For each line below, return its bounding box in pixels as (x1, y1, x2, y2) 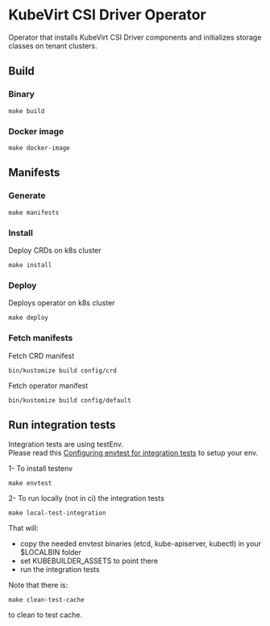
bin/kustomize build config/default (8, 396, 131, 405)
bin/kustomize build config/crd (8, 366, 117, 375)
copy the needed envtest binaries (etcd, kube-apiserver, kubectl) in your (19, 539, 262, 548)
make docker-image (8, 144, 70, 152)
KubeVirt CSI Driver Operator (8, 6, 207, 24)
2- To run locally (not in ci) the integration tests (8, 494, 165, 503)
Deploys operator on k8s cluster (8, 298, 115, 308)
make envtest (8, 479, 52, 488)
